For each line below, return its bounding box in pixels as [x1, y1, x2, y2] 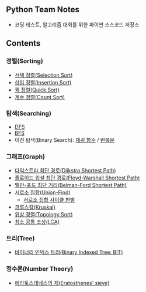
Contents [6, 38, 41, 49]
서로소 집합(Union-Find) [14, 189, 71, 196]
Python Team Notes [6, 5, 80, 15]
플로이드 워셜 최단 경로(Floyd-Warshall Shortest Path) [14, 174, 140, 181]
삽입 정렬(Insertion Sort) [14, 79, 72, 86]
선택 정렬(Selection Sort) [14, 72, 73, 79]
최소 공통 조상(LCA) [14, 218, 60, 225]
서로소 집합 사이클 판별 [23, 196, 75, 203]
